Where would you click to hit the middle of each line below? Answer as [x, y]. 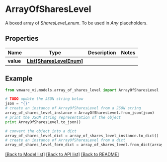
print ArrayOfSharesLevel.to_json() [43, 122]
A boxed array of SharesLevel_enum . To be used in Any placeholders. [77, 23]
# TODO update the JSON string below [44, 99]
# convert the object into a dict [41, 131]
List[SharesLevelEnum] [55, 61]
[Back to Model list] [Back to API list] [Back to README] [62, 155]
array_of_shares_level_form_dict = [42, 145]
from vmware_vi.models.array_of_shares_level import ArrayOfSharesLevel [82, 90]
